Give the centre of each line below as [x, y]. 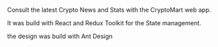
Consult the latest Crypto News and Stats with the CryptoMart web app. [109, 10]
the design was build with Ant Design [60, 36]
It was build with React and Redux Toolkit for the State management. [104, 23]
